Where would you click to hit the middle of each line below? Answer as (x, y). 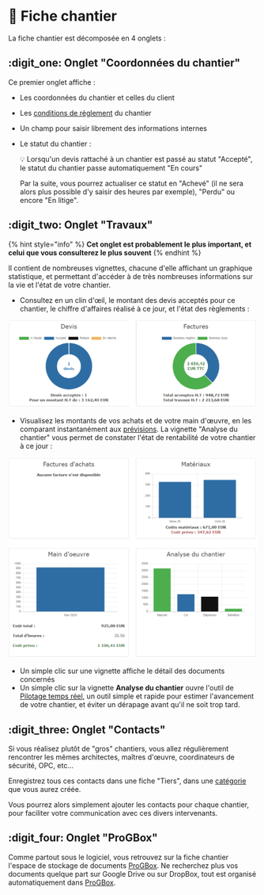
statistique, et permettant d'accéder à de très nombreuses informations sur (130, 276)
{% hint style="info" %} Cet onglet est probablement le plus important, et (130, 244)
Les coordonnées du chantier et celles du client (97, 98)
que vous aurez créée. (45, 790)
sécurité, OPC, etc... (41, 766)
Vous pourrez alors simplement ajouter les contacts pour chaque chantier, (129, 805)
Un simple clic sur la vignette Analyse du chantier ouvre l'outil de (127, 688)
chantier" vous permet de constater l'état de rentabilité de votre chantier (138, 438)
